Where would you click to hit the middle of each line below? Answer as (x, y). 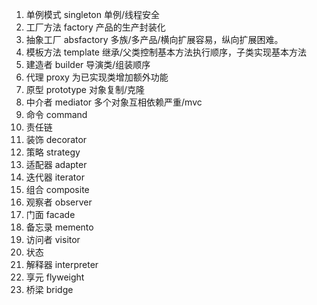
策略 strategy (53, 152)
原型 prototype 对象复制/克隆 (85, 89)
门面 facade (50, 214)
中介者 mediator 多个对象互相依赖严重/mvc (114, 102)
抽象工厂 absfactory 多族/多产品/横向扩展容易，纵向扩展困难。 (154, 39)
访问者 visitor (53, 239)
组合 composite (57, 189)
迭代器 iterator (55, 177)
